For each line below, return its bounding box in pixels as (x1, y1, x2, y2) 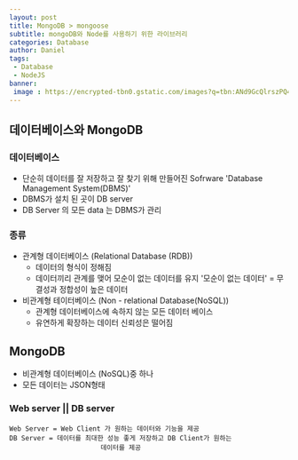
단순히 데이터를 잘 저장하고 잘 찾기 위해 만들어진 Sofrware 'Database (21, 173, 263, 184)
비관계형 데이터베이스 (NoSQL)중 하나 (21, 369, 153, 379)
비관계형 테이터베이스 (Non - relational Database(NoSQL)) (21, 295, 229, 306)
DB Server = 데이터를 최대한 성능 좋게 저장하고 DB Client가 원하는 (9, 433, 232, 442)
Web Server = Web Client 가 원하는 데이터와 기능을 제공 (9, 424, 200, 433)
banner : (9, 79, 38, 88)
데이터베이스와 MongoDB (9, 122, 144, 138)
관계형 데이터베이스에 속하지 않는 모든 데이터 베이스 (35, 306, 214, 317)
